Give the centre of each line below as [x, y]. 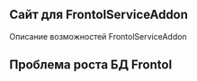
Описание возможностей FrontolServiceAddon [98, 36]
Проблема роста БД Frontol [91, 65]
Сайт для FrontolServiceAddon [99, 15]
